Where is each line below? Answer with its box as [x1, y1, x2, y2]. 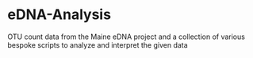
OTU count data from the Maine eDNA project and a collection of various [7, 32, 245, 41]
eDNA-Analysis [7, 6, 112, 24]
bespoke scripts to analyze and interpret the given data [7, 40, 188, 49]
